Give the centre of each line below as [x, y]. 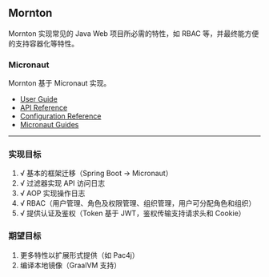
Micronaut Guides [49, 125]
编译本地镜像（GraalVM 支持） [70, 265]
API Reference [44, 108]
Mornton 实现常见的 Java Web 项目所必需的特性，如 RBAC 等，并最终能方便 [134, 33]
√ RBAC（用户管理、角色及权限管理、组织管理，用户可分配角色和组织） [138, 203]
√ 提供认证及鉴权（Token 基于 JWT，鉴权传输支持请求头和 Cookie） [132, 213]
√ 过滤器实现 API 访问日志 [62, 183]
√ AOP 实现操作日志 [52, 193]
